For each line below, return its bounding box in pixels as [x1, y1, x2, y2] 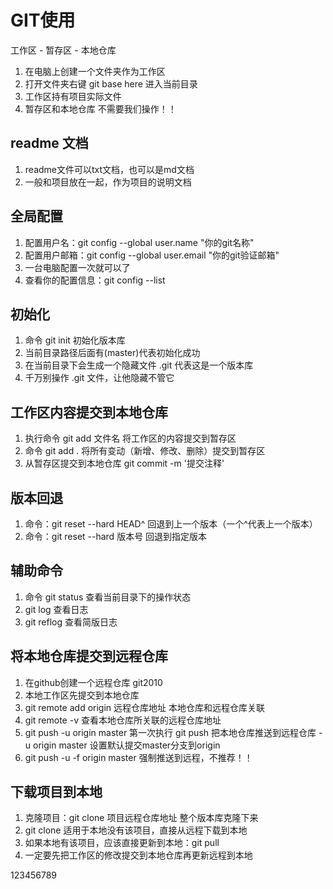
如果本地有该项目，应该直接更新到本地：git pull [24, 837, 220, 849]
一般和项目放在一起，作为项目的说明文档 [24, 176, 192, 188]
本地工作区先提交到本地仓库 [24, 689, 140, 701]
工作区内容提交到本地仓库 [10, 404, 168, 421]
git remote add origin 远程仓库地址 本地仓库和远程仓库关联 [24, 701, 265, 713]
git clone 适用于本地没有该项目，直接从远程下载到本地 [24, 824, 248, 836]
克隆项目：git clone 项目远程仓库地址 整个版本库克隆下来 [24, 812, 259, 824]
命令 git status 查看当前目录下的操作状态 [24, 591, 192, 603]
